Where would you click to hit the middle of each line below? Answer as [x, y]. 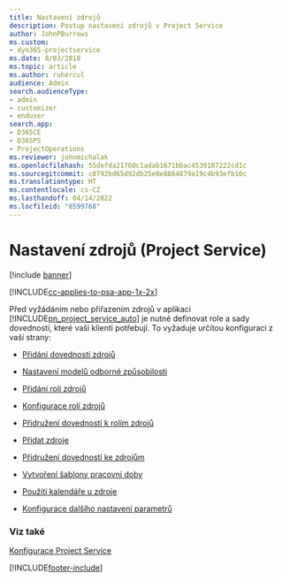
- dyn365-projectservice [55, 50]
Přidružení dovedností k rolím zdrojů [88, 423]
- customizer [33, 108]
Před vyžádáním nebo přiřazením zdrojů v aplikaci [100, 309]
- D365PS [25, 141]
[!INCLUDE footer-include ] [56, 568]
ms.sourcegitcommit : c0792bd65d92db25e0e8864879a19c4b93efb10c [128, 173]
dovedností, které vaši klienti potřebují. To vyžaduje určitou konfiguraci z [141, 327]
